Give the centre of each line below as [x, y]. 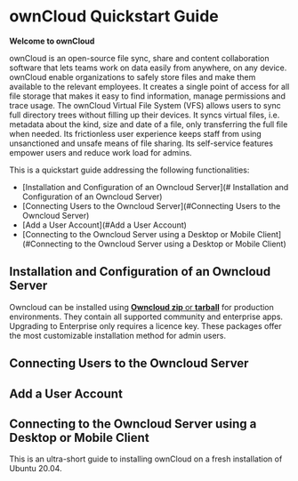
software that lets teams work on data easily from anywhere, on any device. [148, 68]
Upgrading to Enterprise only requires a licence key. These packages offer [145, 325]
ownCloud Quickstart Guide [114, 16]
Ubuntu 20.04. [36, 469]
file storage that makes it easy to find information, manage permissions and [148, 96]
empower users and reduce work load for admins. [101, 152]
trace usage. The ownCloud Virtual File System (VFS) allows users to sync [145, 105]
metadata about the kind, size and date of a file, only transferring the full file [149, 124]
